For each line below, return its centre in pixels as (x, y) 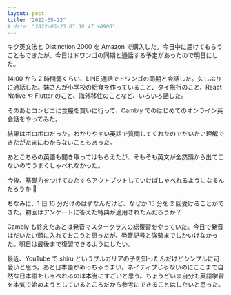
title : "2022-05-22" (37, 20)
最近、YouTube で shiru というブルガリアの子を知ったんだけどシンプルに (110, 258)
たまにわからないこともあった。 (70, 143)
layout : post (26, 13)
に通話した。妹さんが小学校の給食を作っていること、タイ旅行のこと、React (114, 88)
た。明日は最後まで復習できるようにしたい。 (71, 244)
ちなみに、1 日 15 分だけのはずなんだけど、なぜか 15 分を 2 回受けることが (113, 203)
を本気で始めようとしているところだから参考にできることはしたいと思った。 (116, 285)
